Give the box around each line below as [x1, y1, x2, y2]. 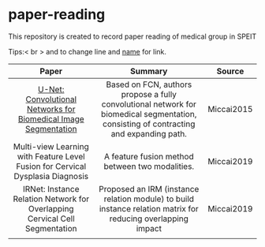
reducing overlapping [109, 213, 189, 224]
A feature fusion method [103, 151, 195, 162]
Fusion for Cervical [15, 160, 87, 171]
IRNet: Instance [22, 183, 80, 194]
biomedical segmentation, [101, 108, 197, 119]
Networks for [26, 103, 76, 114]
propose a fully [121, 88, 177, 99]
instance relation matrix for [99, 203, 199, 214]
